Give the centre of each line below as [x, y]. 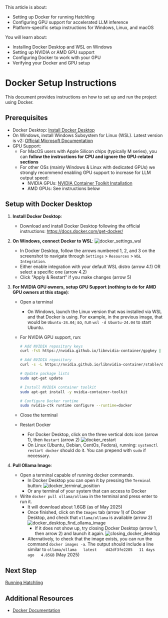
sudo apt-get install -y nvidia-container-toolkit [74, 392]
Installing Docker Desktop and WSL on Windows [62, 47]
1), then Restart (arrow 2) [53, 440]
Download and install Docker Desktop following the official [80, 226]
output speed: [34, 177]
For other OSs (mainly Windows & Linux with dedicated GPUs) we [87, 167]
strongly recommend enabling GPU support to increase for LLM [85, 172]
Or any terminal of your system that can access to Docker [87, 491]
